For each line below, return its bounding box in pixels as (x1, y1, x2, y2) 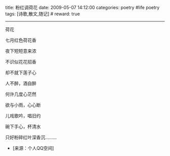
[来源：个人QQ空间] (12, 145, 54, 151)
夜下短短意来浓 (5, 48, 36, 54)
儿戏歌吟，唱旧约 (5, 113, 41, 118)
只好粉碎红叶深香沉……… (5, 134, 57, 140)
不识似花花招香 (5, 59, 36, 65)
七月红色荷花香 (5, 37, 36, 43)
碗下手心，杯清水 (5, 123, 41, 130)
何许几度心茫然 (5, 91, 36, 97)
